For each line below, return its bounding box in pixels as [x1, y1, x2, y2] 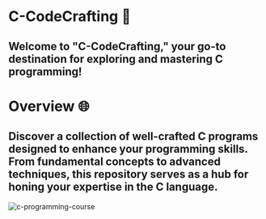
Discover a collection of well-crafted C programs [8, 129, 259, 144]
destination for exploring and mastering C [8, 52, 224, 65]
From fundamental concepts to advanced [8, 155, 221, 169]
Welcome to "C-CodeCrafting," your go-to [8, 40, 226, 53]
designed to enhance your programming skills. [8, 142, 248, 156]
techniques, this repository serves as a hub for [8, 167, 249, 181]
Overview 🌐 [8, 97, 90, 116]
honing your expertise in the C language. [8, 180, 218, 194]
